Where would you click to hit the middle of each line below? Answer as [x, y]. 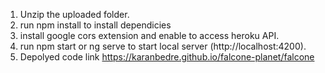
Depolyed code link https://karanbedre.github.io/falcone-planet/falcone [167, 57]
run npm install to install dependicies [95, 25]
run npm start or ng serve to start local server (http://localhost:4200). [163, 46]
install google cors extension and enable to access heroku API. [149, 35]
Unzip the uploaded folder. [74, 14]
